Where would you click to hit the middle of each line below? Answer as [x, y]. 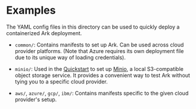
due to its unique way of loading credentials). [70, 57]
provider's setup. [36, 99]
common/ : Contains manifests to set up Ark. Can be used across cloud [99, 45]
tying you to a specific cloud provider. [61, 82]
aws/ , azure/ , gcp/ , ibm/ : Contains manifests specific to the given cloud [102, 93]
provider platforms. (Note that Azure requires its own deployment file [99, 51]
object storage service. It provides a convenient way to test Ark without [102, 75]
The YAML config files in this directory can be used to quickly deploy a [93, 27]
